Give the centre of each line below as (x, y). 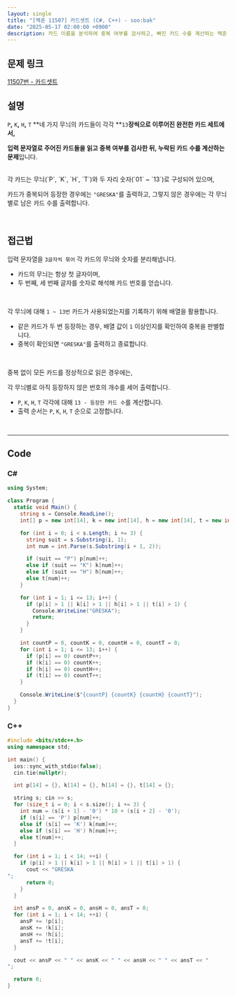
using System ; (28, 488)
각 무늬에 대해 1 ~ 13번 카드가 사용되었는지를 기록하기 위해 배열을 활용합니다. (113, 311)
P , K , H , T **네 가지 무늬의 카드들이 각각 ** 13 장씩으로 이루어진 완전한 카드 (107, 124)
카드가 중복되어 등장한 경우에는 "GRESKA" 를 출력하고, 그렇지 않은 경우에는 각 (111, 194)
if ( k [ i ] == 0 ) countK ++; (64, 662)
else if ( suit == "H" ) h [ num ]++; (75, 572)
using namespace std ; (39, 747)
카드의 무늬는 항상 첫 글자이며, (59, 274)
